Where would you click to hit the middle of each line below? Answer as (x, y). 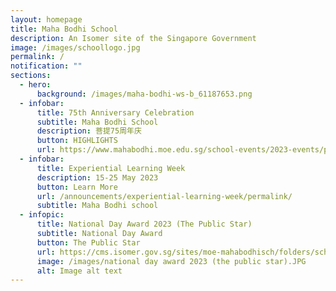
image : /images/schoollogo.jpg (75, 47)
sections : (31, 76)
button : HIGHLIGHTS (77, 141)
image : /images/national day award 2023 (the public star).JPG (171, 261)
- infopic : (42, 215)
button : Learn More (77, 187)
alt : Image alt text (79, 271)
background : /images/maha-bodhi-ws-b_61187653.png (144, 94)
